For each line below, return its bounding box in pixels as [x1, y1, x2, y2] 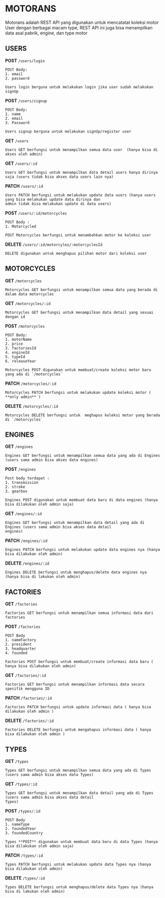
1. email [5, 72, 23, 76]
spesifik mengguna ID [5, 686, 50, 691]
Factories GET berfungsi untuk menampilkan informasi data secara [5, 682, 145, 687]
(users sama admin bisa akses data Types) [5, 772, 94, 777]
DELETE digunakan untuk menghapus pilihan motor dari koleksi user [5, 251, 147, 256]
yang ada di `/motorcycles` [5, 372, 63, 376]
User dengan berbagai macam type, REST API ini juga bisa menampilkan [5, 24, 153, 30]
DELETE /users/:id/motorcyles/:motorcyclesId [5, 241, 103, 247]
